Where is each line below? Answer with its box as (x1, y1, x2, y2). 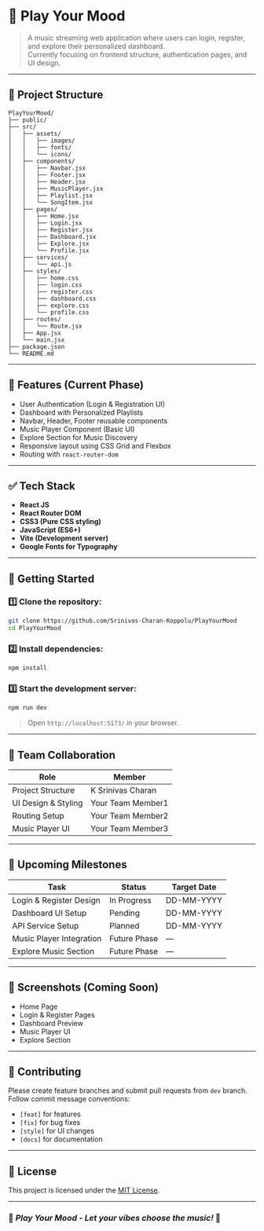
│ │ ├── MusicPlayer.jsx (8, 185, 104, 192)
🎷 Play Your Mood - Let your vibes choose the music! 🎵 (8, 1213, 222, 1224)
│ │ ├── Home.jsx (8, 212, 79, 220)
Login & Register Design (12, 895, 101, 906)
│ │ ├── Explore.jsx (8, 240, 90, 247)
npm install (8, 664, 47, 672)
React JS (19, 500, 49, 510)
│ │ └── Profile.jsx (8, 247, 90, 255)
